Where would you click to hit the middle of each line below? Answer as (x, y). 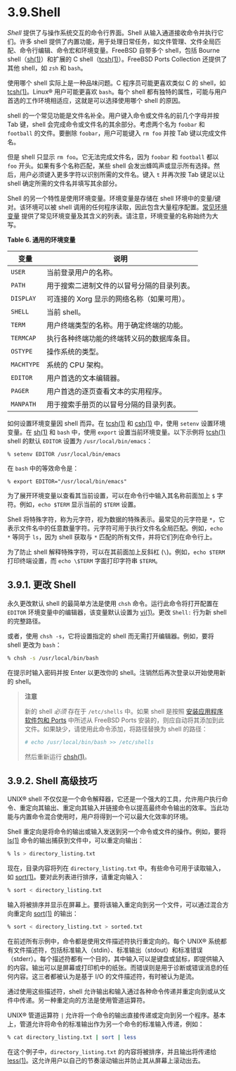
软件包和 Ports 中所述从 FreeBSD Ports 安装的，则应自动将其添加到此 (124, 720)
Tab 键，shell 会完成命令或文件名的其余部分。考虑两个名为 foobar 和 (106, 124)
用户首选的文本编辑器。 (85, 378)
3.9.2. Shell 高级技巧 (52, 780)
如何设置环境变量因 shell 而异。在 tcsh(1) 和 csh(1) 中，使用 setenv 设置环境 (117, 423)
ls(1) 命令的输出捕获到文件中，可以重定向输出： (76, 841)
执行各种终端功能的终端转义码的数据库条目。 (120, 338)
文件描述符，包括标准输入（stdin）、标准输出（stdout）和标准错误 (108, 950)
